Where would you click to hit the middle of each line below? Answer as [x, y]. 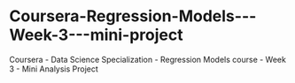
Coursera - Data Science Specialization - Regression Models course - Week [147, 59]
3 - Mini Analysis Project [54, 69]
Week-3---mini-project [96, 35]
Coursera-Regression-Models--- [133, 16]
